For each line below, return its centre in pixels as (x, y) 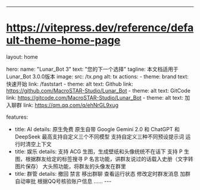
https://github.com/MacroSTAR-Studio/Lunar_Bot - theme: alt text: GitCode (98, 90)
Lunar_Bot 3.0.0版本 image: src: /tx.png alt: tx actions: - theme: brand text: (97, 76)
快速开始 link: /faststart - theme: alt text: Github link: (70, 84)
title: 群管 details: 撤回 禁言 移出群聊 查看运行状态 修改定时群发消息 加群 (102, 173)
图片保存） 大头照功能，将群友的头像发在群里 (70, 166)
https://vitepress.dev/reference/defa (100, 28)
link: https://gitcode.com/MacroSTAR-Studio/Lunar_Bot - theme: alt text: (95, 97)
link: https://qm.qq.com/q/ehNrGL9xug (71, 105)
